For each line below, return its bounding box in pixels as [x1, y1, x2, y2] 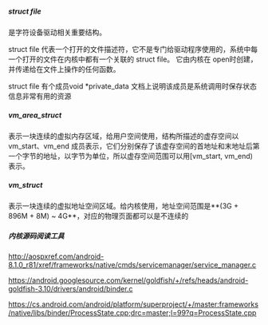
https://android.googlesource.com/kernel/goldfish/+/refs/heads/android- [8, 275, 249, 285]
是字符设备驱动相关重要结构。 [8, 27, 106, 37]
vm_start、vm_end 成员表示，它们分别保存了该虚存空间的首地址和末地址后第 [8, 141, 260, 151]
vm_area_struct [8, 110, 62, 120]
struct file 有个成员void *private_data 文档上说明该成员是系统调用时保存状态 [8, 81, 257, 91]
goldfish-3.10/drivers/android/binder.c [8, 283, 133, 293]
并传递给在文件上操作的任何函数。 [8, 64, 120, 73]
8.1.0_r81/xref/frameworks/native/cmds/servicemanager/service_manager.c [8, 260, 257, 269]
